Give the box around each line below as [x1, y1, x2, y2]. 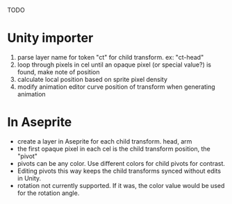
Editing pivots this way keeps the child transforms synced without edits [17, 167, 221, 175]
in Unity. [17, 173, 42, 182]
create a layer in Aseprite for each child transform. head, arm [17, 137, 192, 145]
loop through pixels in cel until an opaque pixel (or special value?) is [17, 60, 212, 69]
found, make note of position [17, 67, 100, 76]
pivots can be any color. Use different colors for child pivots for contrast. [17, 159, 226, 167]
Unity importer [7, 31, 94, 46]
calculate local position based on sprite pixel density [17, 75, 168, 83]
